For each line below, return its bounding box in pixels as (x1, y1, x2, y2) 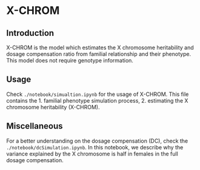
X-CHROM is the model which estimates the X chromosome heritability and (6, 44, 194, 51)
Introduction (6, 28, 55, 38)
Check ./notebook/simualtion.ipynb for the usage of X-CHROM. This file (6, 90, 189, 98)
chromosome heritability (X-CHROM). (6, 103, 100, 110)
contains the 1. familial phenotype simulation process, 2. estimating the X (6, 97, 188, 104)
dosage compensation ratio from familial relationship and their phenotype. (6, 50, 192, 58)
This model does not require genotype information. (6, 57, 133, 64)
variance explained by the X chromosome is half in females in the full (6, 150, 179, 157)
